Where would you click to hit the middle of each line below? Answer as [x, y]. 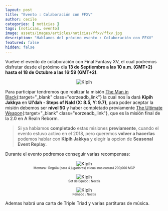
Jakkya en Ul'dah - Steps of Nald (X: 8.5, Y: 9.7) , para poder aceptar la [79, 102]
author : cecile [21, 19]
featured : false [22, 43]
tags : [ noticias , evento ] [32, 29]
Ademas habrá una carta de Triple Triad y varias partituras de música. [77, 203]
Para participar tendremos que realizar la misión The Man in [67, 91]
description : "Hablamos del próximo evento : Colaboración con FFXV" [79, 38]
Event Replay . [32, 144]
